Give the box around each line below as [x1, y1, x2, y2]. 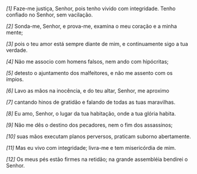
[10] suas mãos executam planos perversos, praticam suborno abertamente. [6, 133, 191, 140]
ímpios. [6, 76, 24, 83]
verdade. [6, 47, 28, 54]
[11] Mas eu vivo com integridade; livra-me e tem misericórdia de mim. [6, 145, 176, 151]
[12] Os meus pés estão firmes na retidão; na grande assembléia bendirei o [6, 156, 188, 163]
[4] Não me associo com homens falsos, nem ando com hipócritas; [6, 58, 169, 65]
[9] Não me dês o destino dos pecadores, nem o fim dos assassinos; [6, 122, 173, 129]
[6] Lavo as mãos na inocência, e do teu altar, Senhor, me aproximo [6, 87, 169, 94]
